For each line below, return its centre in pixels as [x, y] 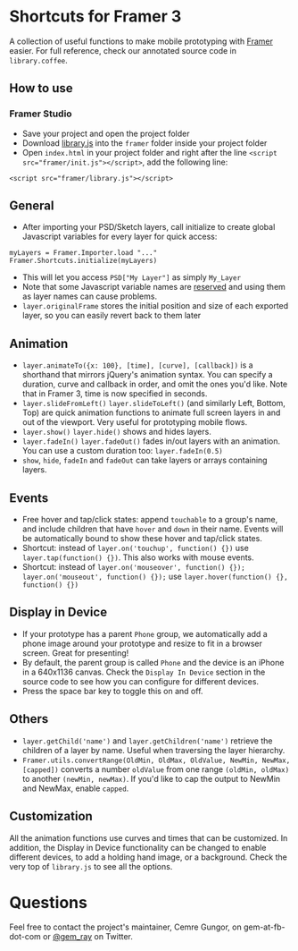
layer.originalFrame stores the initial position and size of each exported [155, 306]
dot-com [25, 937]
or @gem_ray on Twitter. [88, 937]
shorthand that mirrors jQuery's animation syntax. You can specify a [148, 375]
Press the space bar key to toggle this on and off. [112, 691]
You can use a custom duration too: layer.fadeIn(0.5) [122, 451]
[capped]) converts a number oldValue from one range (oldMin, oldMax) [156, 769]
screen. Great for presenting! [75, 653]
